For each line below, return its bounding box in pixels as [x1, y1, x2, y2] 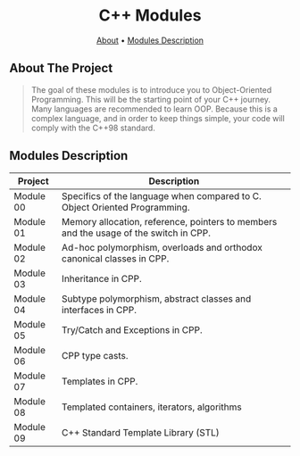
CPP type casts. [61, 349, 129, 361]
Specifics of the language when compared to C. [61, 189, 262, 202]
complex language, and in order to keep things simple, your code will [30, 112, 286, 123]
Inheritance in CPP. [61, 272, 142, 285]
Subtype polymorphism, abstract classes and [61, 292, 252, 304]
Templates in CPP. [61, 375, 138, 387]
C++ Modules [98, 5, 202, 26]
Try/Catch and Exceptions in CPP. [61, 323, 203, 336]
